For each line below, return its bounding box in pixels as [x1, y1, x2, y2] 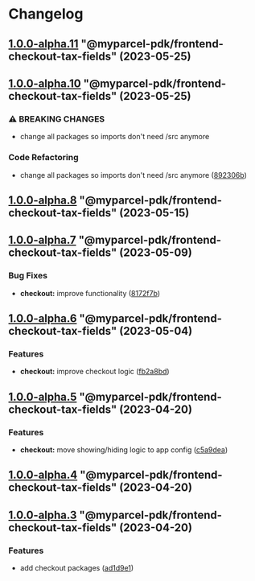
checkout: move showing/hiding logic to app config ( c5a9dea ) [19, 445, 228, 455]
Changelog [8, 5, 84, 23]
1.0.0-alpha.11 [8, 37, 79, 51]
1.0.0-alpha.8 [8, 193, 77, 207]
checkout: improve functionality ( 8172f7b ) [19, 288, 161, 298]
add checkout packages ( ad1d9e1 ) [19, 563, 134, 573]
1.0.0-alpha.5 [8, 389, 77, 403]
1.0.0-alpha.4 [8, 468, 78, 482]
